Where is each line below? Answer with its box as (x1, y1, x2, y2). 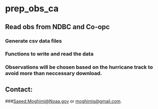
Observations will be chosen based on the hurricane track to (5, 64, 153, 71)
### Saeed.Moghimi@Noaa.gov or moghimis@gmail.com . (5, 98, 122, 104)
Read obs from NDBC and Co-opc (5, 23, 110, 31)
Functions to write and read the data (5, 50, 94, 57)
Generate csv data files (5, 37, 62, 44)
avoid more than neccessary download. (5, 70, 102, 77)
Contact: (5, 85, 33, 94)
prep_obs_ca (5, 3, 59, 14)
